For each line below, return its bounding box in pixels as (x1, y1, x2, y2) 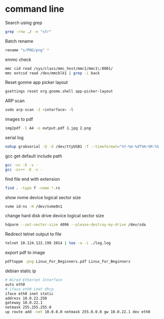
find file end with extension (5, 176, 60, 182)
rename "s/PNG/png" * (5, 48, 50, 53)
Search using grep (5, 20, 43, 26)
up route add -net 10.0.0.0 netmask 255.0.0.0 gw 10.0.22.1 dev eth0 (5, 310, 151, 315)
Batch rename (5, 38, 33, 44)
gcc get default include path (5, 153, 62, 159)
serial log (5, 135, 24, 141)
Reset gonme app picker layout (5, 80, 68, 86)
